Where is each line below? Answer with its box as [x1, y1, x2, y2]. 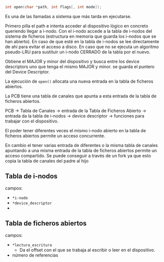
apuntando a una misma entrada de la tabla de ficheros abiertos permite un [5, 147, 157, 153]
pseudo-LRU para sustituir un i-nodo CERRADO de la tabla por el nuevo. [5, 49, 151, 55]
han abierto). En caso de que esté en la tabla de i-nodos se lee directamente [5, 38, 160, 44]
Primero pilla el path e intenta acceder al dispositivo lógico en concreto [5, 23, 148, 29]
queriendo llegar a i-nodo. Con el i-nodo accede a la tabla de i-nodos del [5, 28, 153, 34]
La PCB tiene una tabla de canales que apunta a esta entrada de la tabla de [5, 93, 157, 99]
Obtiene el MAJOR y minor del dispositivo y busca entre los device [5, 58, 140, 64]
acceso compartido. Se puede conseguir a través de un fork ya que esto [5, 152, 151, 159]
